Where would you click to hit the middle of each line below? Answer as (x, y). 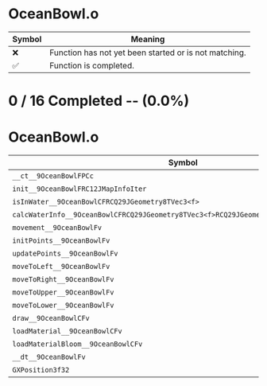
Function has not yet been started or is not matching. (147, 53)
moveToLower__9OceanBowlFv (63, 306)
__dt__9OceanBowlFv (49, 357)
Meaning (148, 39)
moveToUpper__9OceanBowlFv (63, 292)
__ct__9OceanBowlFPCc (53, 176)
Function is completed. (92, 65)
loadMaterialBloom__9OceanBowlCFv (77, 344)
